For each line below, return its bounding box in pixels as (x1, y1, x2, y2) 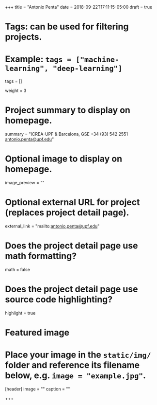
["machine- (76, 55, 120, 65)
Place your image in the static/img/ (5, 350, 151, 360)
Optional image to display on (5, 153, 123, 164)
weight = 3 (5, 88, 27, 94)
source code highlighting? (5, 294, 113, 305)
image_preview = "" (5, 180, 45, 185)
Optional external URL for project (5, 197, 140, 208)
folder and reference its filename (5, 360, 140, 371)
